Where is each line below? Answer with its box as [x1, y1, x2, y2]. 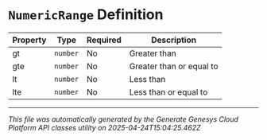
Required [86, 34, 122, 45]
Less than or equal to [129, 86, 208, 97]
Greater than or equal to [129, 60, 219, 72]
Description [150, 34, 197, 45]
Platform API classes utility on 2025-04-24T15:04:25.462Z [8, 122, 201, 132]
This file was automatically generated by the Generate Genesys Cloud [8, 114, 238, 124]
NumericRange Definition [8, 6, 164, 24]
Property [12, 34, 47, 45]
